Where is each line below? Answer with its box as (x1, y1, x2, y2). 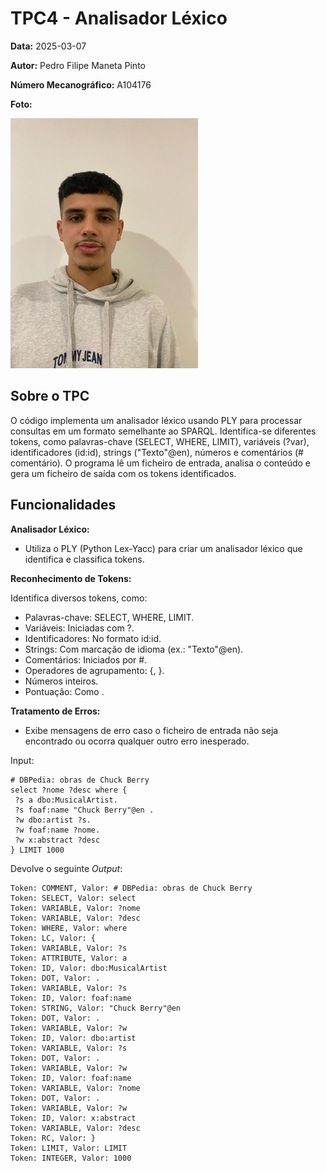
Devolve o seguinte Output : (10, 862, 123, 874)
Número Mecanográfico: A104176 (10, 78, 152, 91)
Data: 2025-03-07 (10, 40, 87, 52)
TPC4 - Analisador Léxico (10, 7, 228, 30)
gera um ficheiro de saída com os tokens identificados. (10, 467, 237, 479)
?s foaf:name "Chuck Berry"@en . (14, 805, 155, 815)
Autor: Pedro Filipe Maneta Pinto (10, 59, 146, 71)
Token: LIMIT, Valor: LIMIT (10, 1143, 128, 1153)
